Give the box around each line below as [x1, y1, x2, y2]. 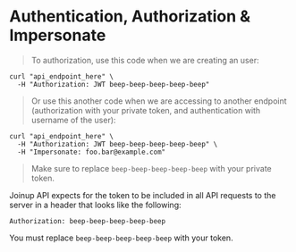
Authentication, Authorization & [9, 6, 251, 27]
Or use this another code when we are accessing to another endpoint [30, 96, 288, 106]
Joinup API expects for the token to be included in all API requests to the [9, 189, 276, 200]
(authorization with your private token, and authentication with [30, 105, 261, 115]
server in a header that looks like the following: [9, 199, 182, 210]
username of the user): [30, 114, 116, 125]
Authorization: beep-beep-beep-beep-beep [9, 216, 166, 225]
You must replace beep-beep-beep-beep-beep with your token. [9, 232, 234, 243]
